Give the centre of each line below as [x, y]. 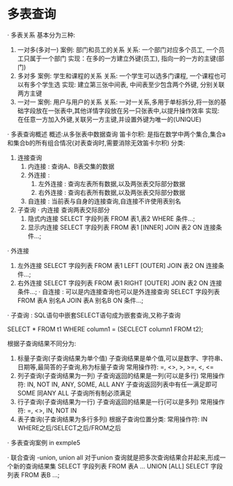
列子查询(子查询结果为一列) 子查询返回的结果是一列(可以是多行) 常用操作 [121, 375]
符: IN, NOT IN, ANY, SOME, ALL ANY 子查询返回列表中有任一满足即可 [117, 384]
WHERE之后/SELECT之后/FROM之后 [69, 428]
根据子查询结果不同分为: [42, 343]
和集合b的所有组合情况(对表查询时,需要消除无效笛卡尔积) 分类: [96, 143]
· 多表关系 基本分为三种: [41, 35]
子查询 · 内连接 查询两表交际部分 [63, 210]
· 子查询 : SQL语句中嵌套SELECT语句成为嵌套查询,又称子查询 [94, 315]
